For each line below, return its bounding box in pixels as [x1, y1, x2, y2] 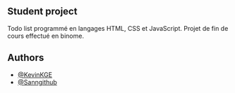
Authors [7, 52, 44, 64]
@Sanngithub [17, 78, 58, 86]
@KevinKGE [17, 70, 53, 79]
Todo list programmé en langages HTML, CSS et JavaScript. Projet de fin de [7, 24, 229, 32]
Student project [7, 6, 78, 17]
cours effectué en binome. [7, 31, 85, 40]
